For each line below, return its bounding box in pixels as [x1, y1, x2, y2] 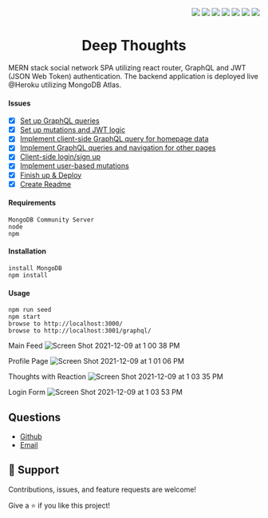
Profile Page [8, 357, 49, 366]
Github [19, 432, 42, 441]
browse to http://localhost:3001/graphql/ [8, 327, 152, 335]
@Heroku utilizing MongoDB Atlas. [8, 80, 122, 90]
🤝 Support [8, 464, 60, 477]
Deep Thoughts [81, 37, 187, 55]
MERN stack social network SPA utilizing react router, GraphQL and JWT [8, 62, 246, 72]
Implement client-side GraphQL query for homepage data [19, 134, 209, 144]
